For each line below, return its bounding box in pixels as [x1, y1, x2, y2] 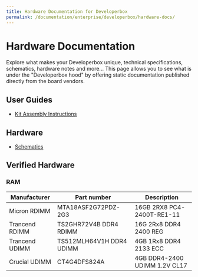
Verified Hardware [6, 160, 75, 170]
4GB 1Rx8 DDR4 [134, 237, 181, 245]
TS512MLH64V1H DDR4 [57, 237, 127, 245]
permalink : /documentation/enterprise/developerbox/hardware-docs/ [6, 14, 176, 20]
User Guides [6, 95, 53, 105]
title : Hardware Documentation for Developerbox [6, 8, 128, 15]
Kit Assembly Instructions [14, 110, 77, 118]
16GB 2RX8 [134, 203, 168, 211]
